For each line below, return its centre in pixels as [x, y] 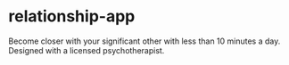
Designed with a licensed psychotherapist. [87, 50]
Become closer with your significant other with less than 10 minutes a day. [144, 41]
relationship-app [72, 16]
